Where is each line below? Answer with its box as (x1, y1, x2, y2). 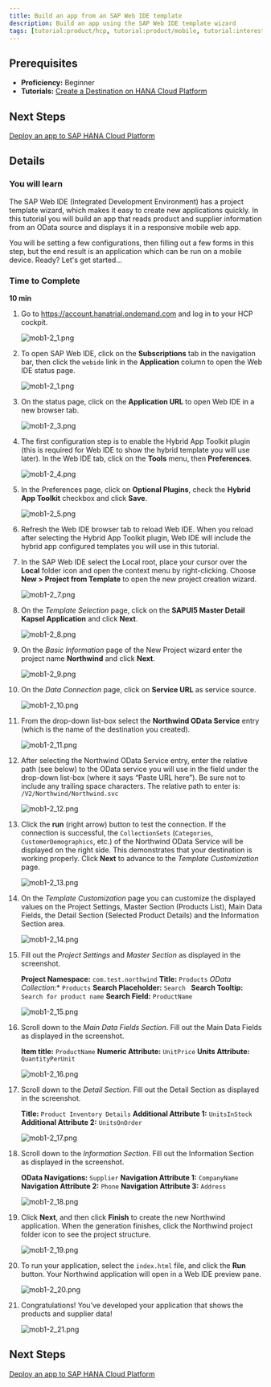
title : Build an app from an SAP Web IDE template (9, 11, 183, 20)
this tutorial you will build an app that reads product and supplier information (9, 214, 262, 224)
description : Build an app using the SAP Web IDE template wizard (9, 19, 236, 27)
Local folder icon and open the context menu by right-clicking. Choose (20, 565, 257, 575)
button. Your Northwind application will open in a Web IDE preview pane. (20, 1269, 262, 1278)
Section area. (20, 918, 65, 929)
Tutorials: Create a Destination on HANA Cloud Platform (20, 86, 207, 96)
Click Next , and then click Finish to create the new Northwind (20, 1212, 226, 1222)
